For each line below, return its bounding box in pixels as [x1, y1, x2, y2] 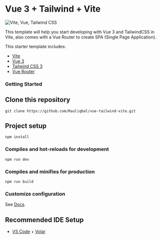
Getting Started [5, 80, 42, 87]
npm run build [5, 179, 34, 184]
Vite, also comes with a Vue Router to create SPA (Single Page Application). [5, 34, 157, 40]
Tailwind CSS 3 [12, 63, 43, 69]
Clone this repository [5, 96, 71, 104]
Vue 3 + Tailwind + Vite [5, 3, 101, 15]
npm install [5, 135, 29, 140]
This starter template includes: [5, 43, 66, 49]
